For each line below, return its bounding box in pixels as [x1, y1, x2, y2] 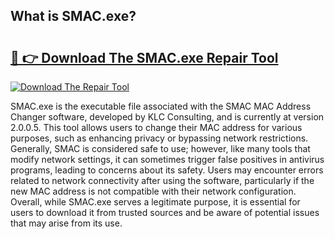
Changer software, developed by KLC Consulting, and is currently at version [10, 111, 325, 123]
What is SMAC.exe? [10, 8, 137, 25]
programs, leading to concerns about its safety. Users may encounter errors [10, 164, 324, 176]
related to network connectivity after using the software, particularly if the [10, 175, 315, 186]
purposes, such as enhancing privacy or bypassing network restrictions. [10, 132, 309, 144]
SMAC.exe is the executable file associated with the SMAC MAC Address [10, 100, 312, 112]
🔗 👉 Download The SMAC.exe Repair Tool [10, 49, 279, 66]
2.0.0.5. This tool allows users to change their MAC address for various [10, 122, 303, 133]
